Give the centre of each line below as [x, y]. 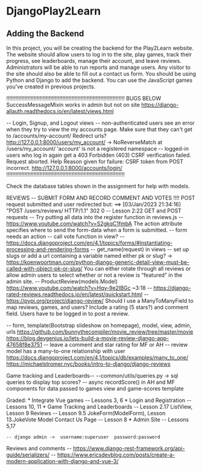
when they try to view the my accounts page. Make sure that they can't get [99, 129]
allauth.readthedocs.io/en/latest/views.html [60, 111]
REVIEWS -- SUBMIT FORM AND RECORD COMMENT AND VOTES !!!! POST [101, 198]
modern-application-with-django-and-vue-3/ [62, 461]
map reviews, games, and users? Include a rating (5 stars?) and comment [97, 307]
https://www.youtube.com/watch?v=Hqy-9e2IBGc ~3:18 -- [79, 288]
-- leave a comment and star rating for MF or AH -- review [115, 344]
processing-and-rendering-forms [48, 249]
